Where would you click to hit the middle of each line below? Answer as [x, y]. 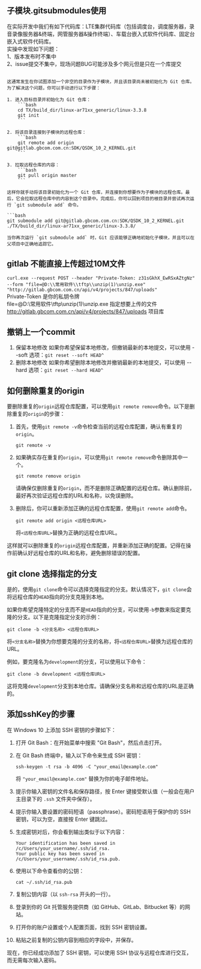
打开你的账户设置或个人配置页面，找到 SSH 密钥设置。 [83, 927]
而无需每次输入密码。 [33, 960]
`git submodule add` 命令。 [48, 205]
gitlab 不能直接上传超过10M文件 [66, 264]
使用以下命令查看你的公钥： [50, 871]
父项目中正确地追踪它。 [31, 244]
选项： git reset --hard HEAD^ [66, 370]
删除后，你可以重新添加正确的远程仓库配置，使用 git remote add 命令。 [103, 508]
